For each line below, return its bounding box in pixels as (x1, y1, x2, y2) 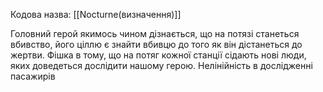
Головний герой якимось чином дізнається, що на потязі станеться (10, 28, 300, 39)
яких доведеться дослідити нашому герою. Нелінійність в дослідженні (10, 60, 313, 71)
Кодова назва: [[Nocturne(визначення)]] (10, 9, 182, 20)
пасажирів (10, 70, 56, 82)
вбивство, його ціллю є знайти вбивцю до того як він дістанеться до (10, 39, 303, 50)
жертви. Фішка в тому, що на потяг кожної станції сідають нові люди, (10, 49, 307, 61)
